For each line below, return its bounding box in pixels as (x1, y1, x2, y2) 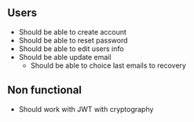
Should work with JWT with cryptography (18, 104, 154, 113)
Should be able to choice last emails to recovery (30, 61, 186, 70)
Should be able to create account (18, 27, 127, 36)
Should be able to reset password (18, 35, 128, 45)
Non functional (7, 83, 82, 97)
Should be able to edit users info (18, 43, 124, 54)
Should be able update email (18, 52, 112, 61)
